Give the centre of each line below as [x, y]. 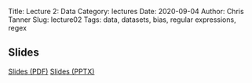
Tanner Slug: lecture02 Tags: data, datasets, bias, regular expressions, [122, 20]
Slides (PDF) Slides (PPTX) [51, 71]
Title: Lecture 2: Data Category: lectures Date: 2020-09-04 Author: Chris [126, 11]
